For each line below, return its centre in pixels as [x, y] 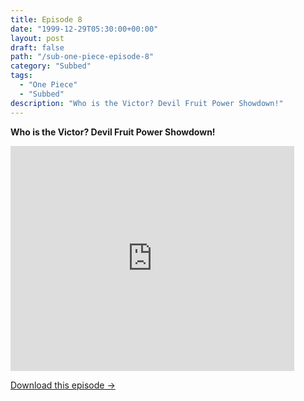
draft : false [37, 47]
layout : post [37, 38]
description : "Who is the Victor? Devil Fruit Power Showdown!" [147, 103]
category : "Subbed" [51, 66]
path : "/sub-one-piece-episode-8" [82, 57]
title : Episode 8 [46, 19]
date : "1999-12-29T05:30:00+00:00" [84, 29]
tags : [21, 76]
